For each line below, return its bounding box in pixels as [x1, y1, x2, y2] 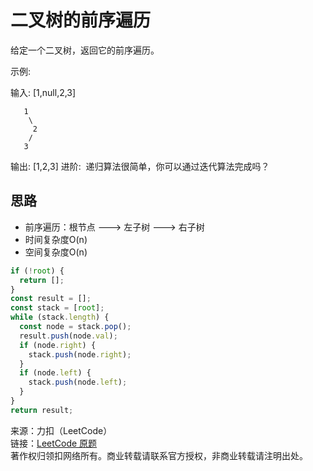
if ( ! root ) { [10, 266, 65, 276]
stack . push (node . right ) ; [28, 349, 132, 360]
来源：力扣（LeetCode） [10, 424, 113, 436]
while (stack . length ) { [10, 312, 110, 323]
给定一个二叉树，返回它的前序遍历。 [10, 44, 160, 56]
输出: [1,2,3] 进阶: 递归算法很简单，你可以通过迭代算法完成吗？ [10, 160, 270, 172]
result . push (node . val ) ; [19, 331, 118, 341]
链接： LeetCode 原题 [10, 437, 98, 449]
